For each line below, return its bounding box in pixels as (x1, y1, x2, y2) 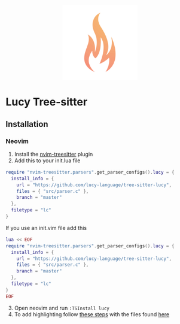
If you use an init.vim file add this (5, 224, 87, 231)
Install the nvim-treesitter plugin (14, 150, 93, 158)
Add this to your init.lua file (14, 157, 81, 164)
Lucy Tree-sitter (5, 95, 88, 109)
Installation (5, 119, 48, 129)
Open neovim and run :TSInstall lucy (14, 304, 110, 311)
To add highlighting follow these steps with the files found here (14, 310, 170, 318)
